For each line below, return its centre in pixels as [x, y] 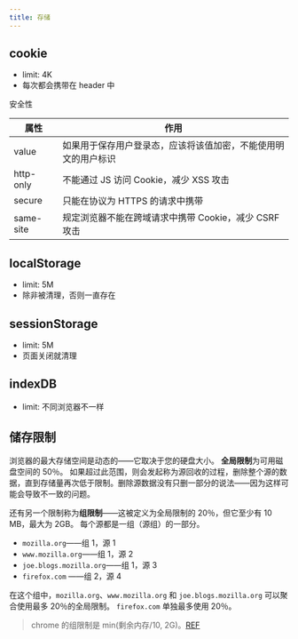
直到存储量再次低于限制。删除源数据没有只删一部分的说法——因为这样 [153, 483]
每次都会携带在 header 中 [68, 85]
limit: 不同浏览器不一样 [63, 406]
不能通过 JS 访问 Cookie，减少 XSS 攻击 [145, 180]
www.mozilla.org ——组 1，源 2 [78, 554]
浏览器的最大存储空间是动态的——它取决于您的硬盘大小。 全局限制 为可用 [142, 460]
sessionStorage [54, 324]
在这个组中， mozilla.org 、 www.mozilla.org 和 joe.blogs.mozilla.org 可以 [145, 595]
